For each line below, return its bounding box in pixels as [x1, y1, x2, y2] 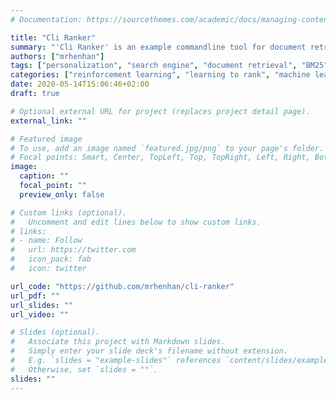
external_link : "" [10, 116, 87, 126]
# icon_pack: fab [10, 254, 92, 265]
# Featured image [10, 134, 83, 144]
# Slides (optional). [10, 327, 101, 338]
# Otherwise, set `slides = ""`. [10, 364, 159, 375]
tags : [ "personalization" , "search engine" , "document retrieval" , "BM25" [10, 61, 329, 71]
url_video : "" [10, 309, 70, 320]
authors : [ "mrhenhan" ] [10, 51, 105, 61]
